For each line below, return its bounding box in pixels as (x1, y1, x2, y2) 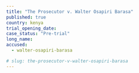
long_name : (6, 36, 33, 42)
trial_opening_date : (6, 25, 57, 31)
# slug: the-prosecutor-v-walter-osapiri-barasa (6, 58, 128, 64)
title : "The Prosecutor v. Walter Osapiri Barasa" (6, 8, 134, 15)
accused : (6, 42, 28, 48)
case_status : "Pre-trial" (6, 31, 70, 37)
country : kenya (6, 20, 44, 26)
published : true (6, 14, 46, 20)
